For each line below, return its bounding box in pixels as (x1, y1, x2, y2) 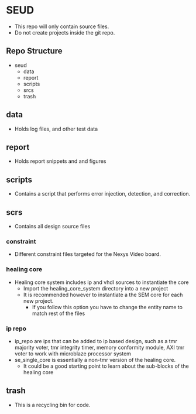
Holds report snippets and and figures (14, 158, 106, 165)
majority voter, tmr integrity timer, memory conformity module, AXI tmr (14, 344, 185, 351)
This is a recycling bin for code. (14, 401, 91, 408)
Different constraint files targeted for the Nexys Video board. (14, 251, 161, 258)
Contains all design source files (14, 223, 91, 230)
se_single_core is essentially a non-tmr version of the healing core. (14, 356, 176, 363)
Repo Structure (6, 46, 63, 56)
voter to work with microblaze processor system (14, 350, 132, 357)
